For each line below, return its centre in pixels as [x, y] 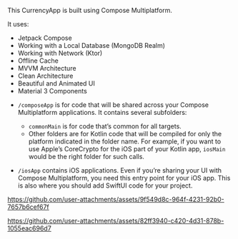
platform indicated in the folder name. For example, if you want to [125, 141]
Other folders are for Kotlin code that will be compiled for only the [125, 134]
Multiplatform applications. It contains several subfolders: [102, 112]
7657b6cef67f [28, 207]
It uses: [18, 24]
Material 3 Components [52, 91]
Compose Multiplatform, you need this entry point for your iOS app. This [124, 178]
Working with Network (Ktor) [60, 53]
